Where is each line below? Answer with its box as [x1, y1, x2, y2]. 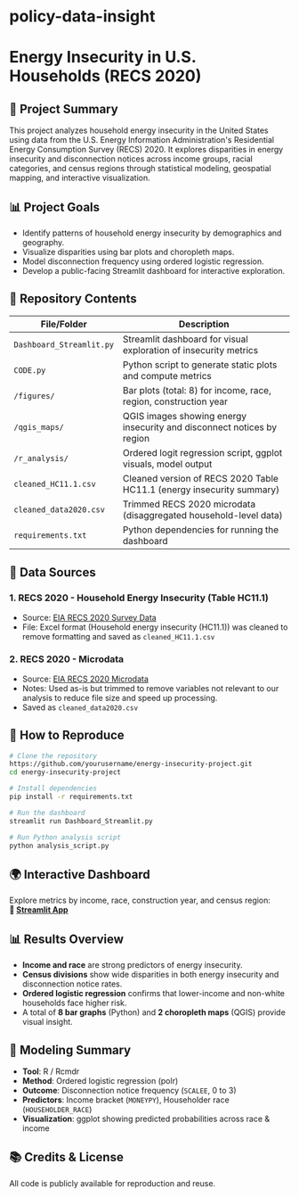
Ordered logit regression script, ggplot [123, 446, 283, 458]
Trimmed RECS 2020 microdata [123, 498, 256, 510]
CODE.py [13, 365, 46, 376]
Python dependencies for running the [123, 524, 279, 536]
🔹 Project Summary [9, 101, 118, 117]
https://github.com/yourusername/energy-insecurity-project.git [9, 760, 253, 769]
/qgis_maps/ [13, 422, 65, 432]
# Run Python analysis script [9, 832, 122, 842]
